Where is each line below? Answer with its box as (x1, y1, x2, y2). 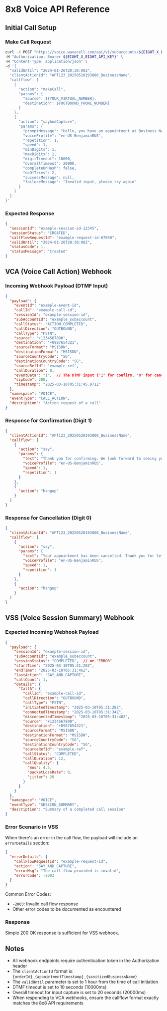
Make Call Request (5, 38, 51, 45)
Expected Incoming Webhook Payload (5, 629, 99, 636)
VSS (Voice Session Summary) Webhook (5, 614, 134, 622)
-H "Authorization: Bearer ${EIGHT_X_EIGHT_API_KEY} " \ (5, 54, 123, 59)
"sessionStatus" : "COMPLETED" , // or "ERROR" (14, 659, 112, 664)
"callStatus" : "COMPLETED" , (23, 751, 81, 757)
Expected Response (5, 210, 55, 217)
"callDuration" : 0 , (14, 368, 55, 373)
